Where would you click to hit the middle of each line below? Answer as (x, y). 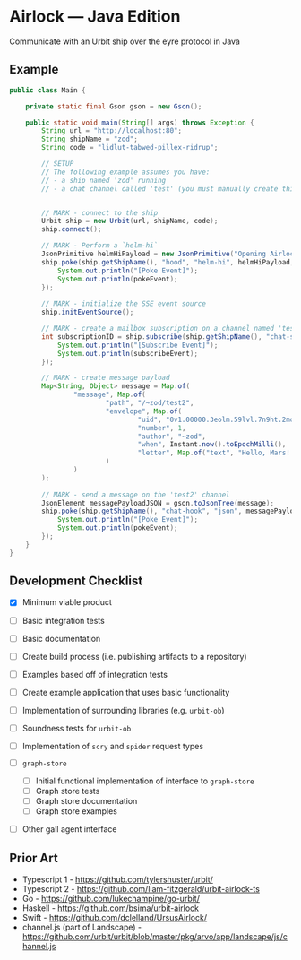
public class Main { (48, 90)
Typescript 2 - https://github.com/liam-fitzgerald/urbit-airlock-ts (141, 888)
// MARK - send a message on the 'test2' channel (136, 495)
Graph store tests (68, 791)
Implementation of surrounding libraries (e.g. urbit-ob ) (123, 710)
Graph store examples (77, 811)
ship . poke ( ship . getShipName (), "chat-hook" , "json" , (142, 511)
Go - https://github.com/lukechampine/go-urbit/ (111, 898)
